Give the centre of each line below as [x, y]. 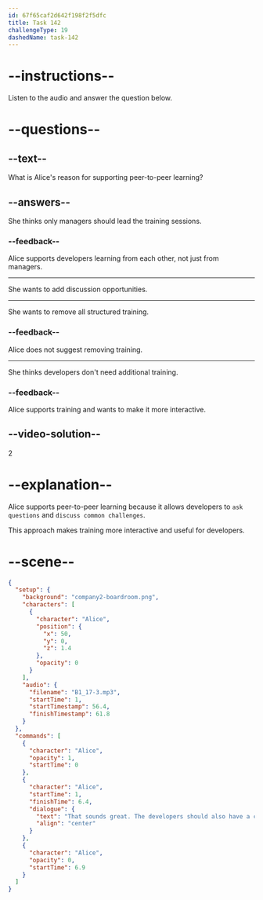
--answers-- [39, 202]
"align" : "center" [66, 824]
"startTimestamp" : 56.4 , [69, 707]
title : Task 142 [34, 23]
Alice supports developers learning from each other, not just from [113, 258]
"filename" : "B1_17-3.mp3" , [75, 692]
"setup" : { [33, 590]
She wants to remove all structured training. [79, 312]
